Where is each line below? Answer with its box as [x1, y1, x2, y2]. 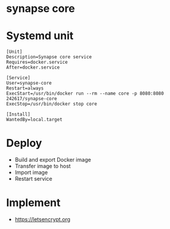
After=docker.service [6, 64, 60, 70]
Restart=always [6, 85, 44, 91]
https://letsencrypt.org [14, 216, 70, 222]
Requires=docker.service [6, 59, 68, 66]
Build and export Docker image [14, 156, 91, 163]
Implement [6, 196, 61, 210]
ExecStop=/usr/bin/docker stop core [6, 101, 97, 107]
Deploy [6, 137, 42, 150]
